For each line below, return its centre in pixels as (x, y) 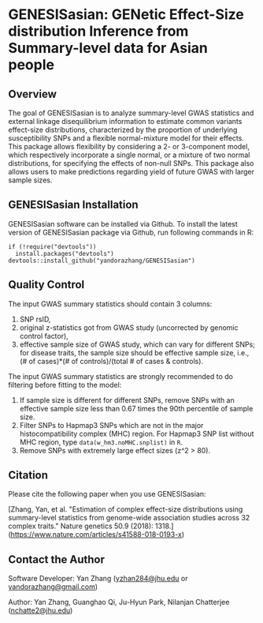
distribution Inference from (98, 31)
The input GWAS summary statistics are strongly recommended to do (121, 376)
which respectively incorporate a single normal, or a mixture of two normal (129, 155)
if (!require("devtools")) (52, 246)
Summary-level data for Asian (108, 48)
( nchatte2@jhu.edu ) (41, 610)
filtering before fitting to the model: (65, 385)
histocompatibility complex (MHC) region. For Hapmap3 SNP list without (137, 433)
